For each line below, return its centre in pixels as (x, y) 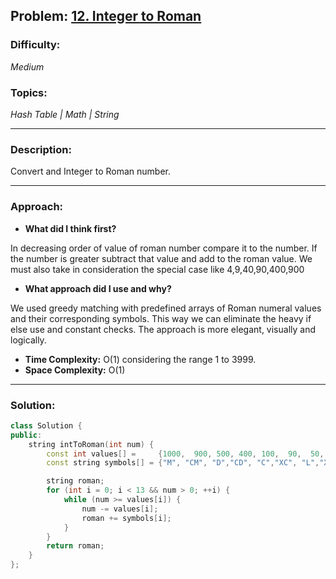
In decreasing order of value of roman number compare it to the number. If (164, 248)
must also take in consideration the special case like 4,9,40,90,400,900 (157, 269)
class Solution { (46, 425)
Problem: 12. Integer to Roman (106, 16)
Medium (27, 66)
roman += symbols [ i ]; (126, 518)
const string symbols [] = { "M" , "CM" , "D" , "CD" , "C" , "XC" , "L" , (183, 463)
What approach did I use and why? (98, 288)
